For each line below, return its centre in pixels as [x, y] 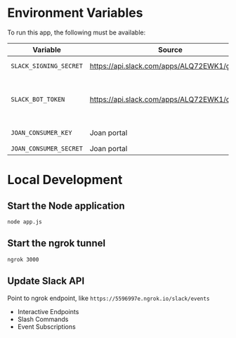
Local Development [65, 180]
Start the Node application [66, 206]
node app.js [25, 222]
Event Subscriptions [46, 326]
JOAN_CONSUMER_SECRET [47, 148]
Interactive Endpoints [48, 311]
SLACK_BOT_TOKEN [38, 99]
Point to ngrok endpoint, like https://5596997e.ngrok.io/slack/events [109, 298]
